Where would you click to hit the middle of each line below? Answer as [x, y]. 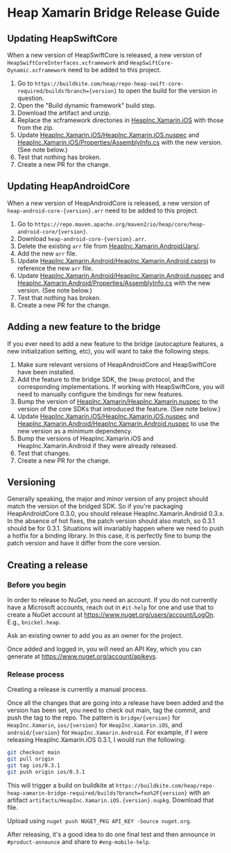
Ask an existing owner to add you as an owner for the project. [95, 636]
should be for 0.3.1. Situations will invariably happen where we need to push [115, 529]
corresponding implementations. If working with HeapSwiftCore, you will [121, 386]
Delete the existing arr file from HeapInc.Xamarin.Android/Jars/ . [109, 246]
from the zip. [35, 127]
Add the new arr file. [47, 253]
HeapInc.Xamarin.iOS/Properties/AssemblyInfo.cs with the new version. [120, 142]
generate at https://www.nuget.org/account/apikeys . [82, 656]
